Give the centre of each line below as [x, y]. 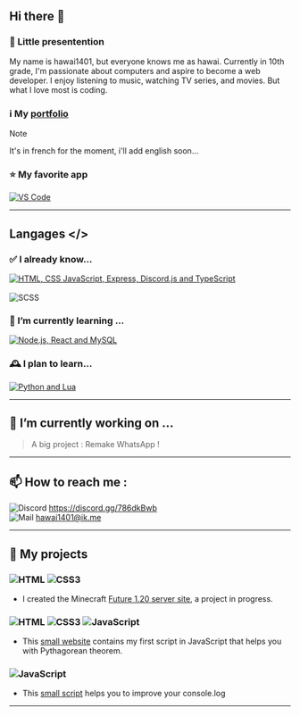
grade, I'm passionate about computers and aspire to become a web [135, 71]
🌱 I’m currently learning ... [67, 321]
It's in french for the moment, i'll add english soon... [104, 150]
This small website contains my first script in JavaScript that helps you [152, 641]
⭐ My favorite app [49, 174]
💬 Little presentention [57, 42]
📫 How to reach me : [68, 482]
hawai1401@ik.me [68, 518]
